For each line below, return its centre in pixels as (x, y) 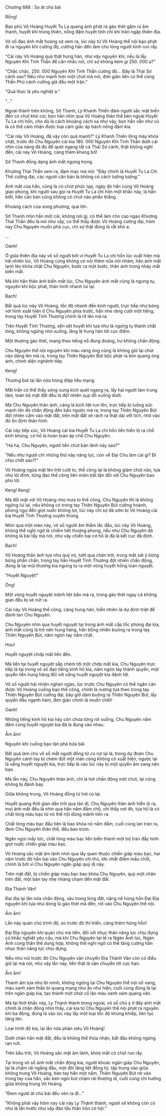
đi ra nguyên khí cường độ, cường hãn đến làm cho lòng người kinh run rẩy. (82, 47)
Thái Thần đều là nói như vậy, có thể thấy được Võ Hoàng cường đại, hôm (80, 221)
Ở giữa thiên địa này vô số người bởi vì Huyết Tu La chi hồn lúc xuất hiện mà (83, 255)
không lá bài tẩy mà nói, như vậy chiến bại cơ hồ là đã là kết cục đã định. (79, 536)
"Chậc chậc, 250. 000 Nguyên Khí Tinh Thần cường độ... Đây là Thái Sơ (79, 71)
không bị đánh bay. (25, 784)
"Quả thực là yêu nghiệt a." (33, 91)
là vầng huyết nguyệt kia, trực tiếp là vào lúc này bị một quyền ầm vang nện (82, 764)
